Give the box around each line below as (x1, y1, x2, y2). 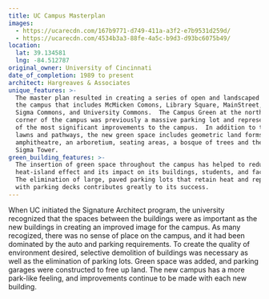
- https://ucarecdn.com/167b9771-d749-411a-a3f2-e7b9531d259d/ (15, 26, 231, 34)
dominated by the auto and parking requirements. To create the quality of (8, 239, 251, 248)
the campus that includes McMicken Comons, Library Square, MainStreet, (15, 101, 263, 109)
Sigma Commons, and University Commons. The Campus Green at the (15, 109, 242, 117)
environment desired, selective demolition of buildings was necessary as (8, 248, 248, 257)
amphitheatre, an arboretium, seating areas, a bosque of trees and (15, 138, 249, 147)
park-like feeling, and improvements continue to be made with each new (8, 273, 247, 283)
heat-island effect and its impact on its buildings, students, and (15, 168, 249, 176)
